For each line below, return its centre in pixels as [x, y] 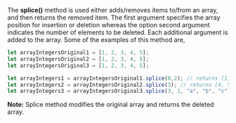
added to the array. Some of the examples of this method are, [96, 40]
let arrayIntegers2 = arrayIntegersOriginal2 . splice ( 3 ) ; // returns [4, [116, 85]
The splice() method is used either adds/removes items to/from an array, [113, 10]
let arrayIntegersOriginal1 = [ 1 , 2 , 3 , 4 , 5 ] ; [78, 52]
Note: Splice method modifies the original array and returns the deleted [111, 105]
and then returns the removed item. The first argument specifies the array [114, 17]
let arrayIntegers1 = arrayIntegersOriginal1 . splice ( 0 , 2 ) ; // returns [113, 78]
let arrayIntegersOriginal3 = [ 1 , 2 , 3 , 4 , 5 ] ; [78, 66]
